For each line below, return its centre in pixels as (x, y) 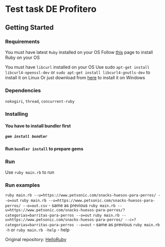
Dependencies (23, 90)
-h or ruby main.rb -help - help (37, 230)
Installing (17, 114)
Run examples (23, 185)
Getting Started (29, 27)
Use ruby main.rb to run (30, 172)
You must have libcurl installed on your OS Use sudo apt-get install (77, 67)
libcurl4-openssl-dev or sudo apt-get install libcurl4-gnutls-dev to (78, 72)
